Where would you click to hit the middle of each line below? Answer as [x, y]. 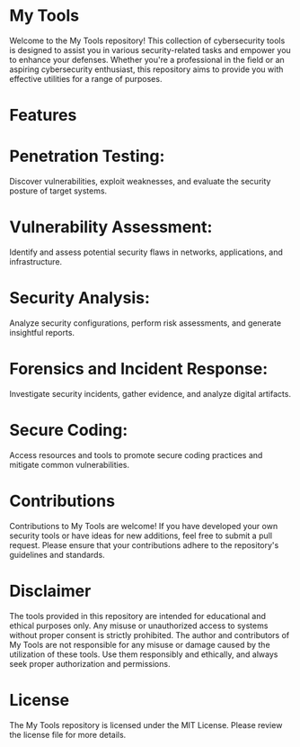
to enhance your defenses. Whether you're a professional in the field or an [147, 59]
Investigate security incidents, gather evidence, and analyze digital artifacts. [150, 393]
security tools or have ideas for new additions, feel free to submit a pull [141, 535]
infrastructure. [36, 261]
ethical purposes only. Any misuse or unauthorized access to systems [139, 625]
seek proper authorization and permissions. [90, 663]
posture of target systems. [58, 191]
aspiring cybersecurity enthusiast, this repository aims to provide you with [146, 69]
